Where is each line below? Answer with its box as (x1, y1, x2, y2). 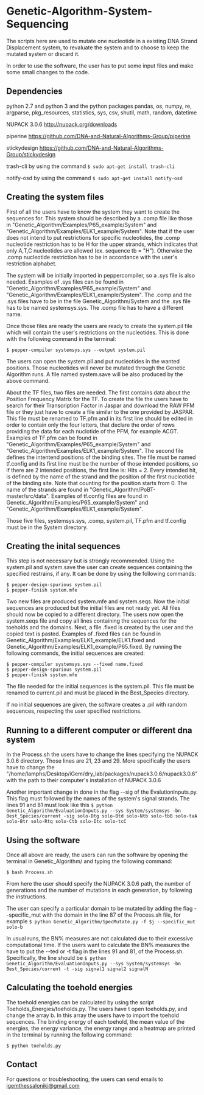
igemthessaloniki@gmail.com (6, 1082, 80, 1089)
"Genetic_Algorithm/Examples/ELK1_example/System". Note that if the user (6, 227, 195, 235)
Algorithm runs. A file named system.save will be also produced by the (6, 370, 183, 378)
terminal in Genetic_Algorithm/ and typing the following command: (6, 858, 172, 865)
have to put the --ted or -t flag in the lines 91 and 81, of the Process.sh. (6, 948, 185, 955)
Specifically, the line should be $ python (6, 954, 107, 961)
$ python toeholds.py (6, 1043, 62, 1049)
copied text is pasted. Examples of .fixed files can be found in (6, 630, 161, 637)
